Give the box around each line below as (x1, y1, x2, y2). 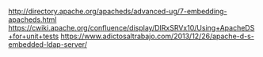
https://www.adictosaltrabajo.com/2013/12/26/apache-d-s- (60, 31, 255, 41)
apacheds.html (8, 15, 57, 24)
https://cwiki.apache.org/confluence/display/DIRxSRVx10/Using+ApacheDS (8, 23, 255, 32)
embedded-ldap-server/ (8, 40, 87, 49)
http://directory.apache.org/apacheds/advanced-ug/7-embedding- (8, 7, 227, 16)
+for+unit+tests (8, 31, 59, 41)
